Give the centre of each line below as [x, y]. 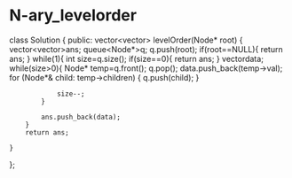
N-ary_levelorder [73, 15]
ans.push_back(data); [81, 117]
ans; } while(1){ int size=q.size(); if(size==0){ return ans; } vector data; [137, 58]
